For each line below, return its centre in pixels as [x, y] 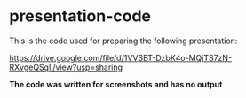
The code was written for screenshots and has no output [116, 84]
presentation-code [80, 16]
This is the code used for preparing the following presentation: [123, 41]
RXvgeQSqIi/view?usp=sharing [66, 67]
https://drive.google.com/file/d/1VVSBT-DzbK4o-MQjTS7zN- [121, 57]
